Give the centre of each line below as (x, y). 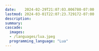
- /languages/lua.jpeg (32, 37)
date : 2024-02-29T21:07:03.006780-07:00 (50, 9)
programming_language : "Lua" (39, 41)
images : (17, 32)
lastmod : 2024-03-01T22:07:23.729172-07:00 (50, 14)
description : (18, 18)
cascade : (14, 28)
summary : (14, 23)
